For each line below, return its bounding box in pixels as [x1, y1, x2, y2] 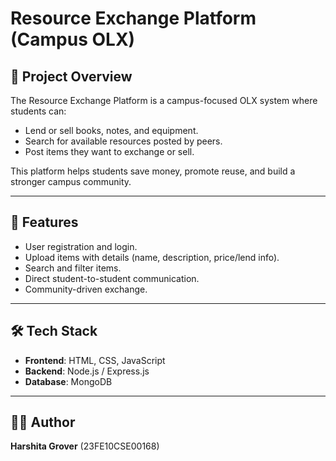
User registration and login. [24, 240, 138, 252]
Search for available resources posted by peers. [24, 135, 223, 147]
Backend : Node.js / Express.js [24, 365, 150, 377]
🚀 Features [10, 214, 79, 231]
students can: [10, 105, 67, 117]
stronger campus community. [10, 176, 132, 187]
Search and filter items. [24, 262, 122, 274]
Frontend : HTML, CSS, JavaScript [24, 354, 166, 366]
